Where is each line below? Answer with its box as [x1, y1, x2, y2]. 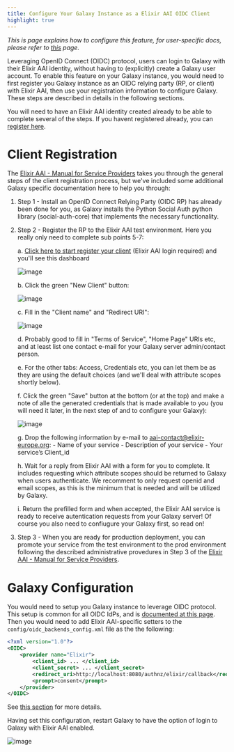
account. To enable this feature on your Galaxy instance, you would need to [7, 71, 224, 80]
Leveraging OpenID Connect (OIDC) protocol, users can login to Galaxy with [7, 56, 226, 65]
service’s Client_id [17, 448, 70, 457]
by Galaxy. [17, 492, 48, 500]
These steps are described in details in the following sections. [7, 93, 185, 102]
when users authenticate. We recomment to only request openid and [17, 476, 214, 485]
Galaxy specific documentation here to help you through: [7, 184, 171, 192]
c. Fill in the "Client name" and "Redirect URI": [17, 308, 150, 317]
